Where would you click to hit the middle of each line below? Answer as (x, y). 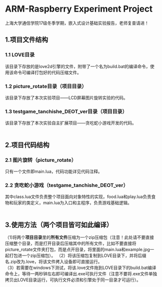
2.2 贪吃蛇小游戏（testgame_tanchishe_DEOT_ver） (67, 185)
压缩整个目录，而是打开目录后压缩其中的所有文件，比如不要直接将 (71, 243)
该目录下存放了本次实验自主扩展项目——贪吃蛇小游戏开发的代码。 (71, 123)
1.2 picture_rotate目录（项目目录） (46, 86)
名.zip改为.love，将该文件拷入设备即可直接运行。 (54, 262)
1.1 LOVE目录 (20, 55)
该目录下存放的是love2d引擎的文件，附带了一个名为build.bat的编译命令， (78, 66)
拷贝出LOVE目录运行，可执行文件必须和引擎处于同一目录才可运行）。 (73, 280)
